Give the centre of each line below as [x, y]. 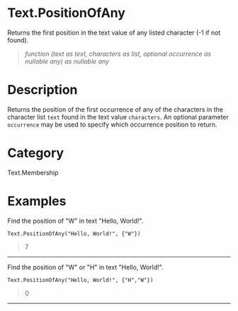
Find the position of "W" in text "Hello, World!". [75, 221]
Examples [37, 201]
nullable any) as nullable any [67, 61]
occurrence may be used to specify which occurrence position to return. [112, 124]
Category [36, 153]
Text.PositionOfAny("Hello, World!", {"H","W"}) [80, 280]
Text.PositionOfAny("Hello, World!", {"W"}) [74, 234]
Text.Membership [33, 172]
